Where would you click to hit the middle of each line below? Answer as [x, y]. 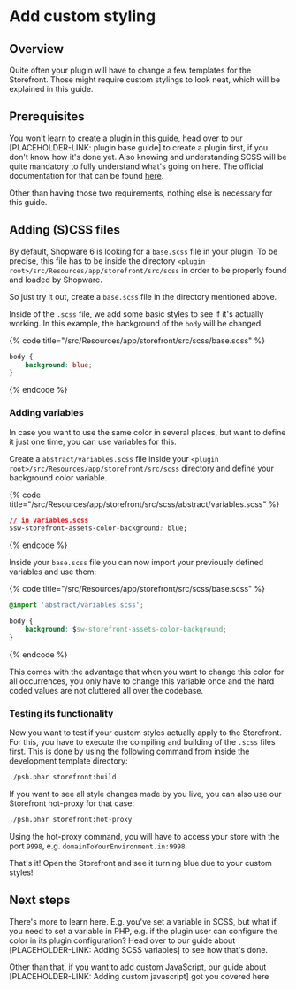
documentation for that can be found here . [87, 175]
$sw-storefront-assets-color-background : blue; [99, 528]
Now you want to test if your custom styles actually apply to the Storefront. [146, 733]
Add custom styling [83, 16]
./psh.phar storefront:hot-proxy [71, 819]
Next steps [40, 900]
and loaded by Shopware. [56, 280]
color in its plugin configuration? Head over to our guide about [122, 940]
